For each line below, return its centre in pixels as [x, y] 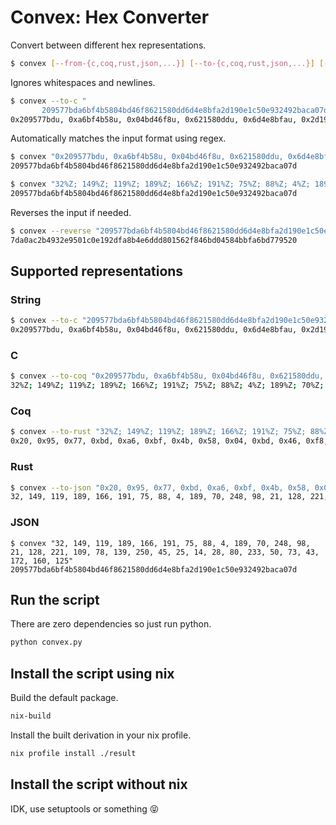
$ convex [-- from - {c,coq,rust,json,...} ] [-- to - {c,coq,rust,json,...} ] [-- [171, 63]
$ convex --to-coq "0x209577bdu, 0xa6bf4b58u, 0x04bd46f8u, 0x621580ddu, [167, 376]
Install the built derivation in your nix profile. [101, 735]
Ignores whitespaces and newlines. [83, 82]
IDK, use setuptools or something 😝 [85, 808]
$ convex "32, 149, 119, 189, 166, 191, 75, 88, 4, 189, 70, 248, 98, [160, 543]
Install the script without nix [99, 784]
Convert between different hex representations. [108, 45]
